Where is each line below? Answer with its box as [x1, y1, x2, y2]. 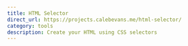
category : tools [7, 22, 53, 29]
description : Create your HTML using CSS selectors [7, 28, 157, 36]
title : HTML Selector [7, 9, 69, 17]
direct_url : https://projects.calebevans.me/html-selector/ [7, 16, 183, 23]
